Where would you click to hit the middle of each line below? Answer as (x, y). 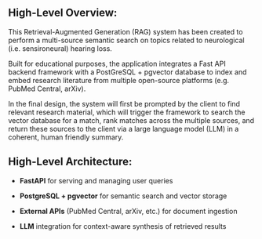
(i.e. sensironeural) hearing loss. (60, 48)
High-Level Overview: (63, 13)
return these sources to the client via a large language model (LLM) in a (124, 129)
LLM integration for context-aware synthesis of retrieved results (123, 226)
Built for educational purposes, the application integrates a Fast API (117, 63)
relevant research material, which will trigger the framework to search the (127, 112)
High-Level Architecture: (70, 162)
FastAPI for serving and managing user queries (96, 180)
